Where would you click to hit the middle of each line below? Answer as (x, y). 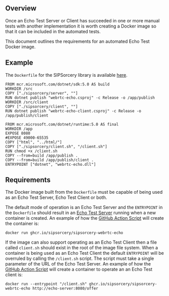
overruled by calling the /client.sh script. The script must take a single (80, 258)
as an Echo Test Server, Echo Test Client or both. (56, 197)
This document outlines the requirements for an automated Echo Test (78, 41)
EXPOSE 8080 (18, 133)
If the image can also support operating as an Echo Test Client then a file (81, 242)
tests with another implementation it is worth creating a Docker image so (81, 26)
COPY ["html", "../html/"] (34, 142)
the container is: (22, 224)
